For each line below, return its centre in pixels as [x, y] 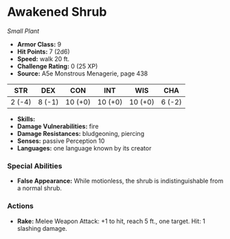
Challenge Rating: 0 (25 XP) [57, 66]
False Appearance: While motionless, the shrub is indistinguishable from [120, 181]
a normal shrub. [39, 188]
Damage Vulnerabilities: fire [58, 126]
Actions [21, 206]
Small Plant [23, 31]
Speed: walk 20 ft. [43, 58]
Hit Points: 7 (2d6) [43, 52]
